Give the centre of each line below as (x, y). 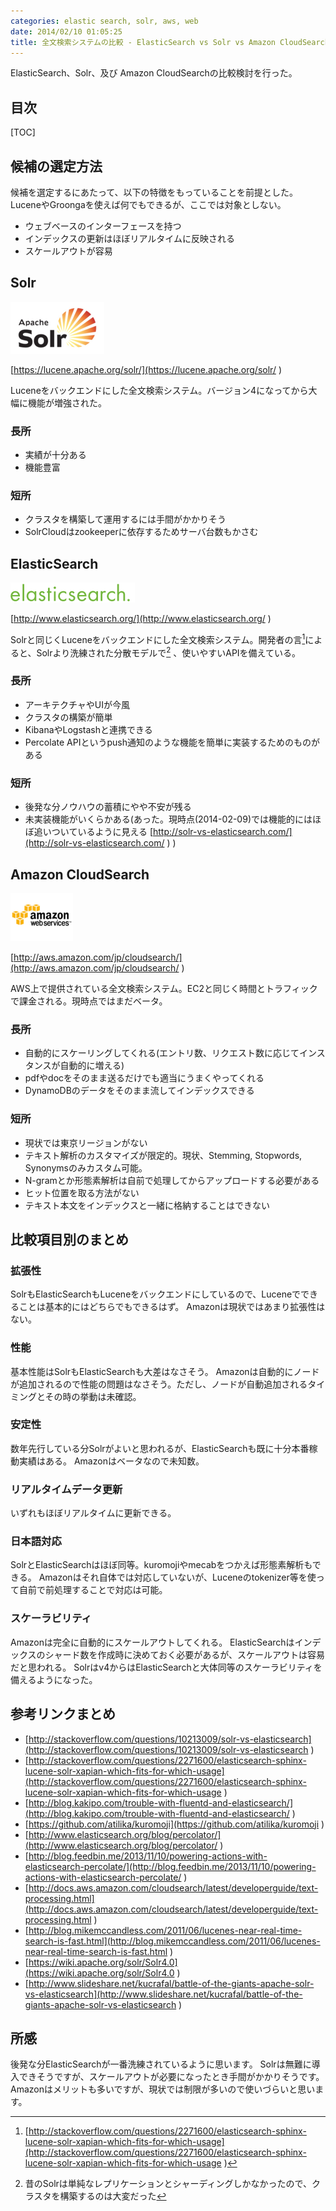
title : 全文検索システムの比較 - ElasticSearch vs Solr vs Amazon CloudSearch (170, 42)
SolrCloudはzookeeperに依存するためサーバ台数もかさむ (141, 532)
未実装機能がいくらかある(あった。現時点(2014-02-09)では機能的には (168, 819)
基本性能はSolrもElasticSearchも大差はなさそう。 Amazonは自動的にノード (165, 1371)
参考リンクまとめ (63, 1714)
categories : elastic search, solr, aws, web (104, 21)
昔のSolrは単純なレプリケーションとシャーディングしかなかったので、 (168, 2184)
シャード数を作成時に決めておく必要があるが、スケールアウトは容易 (184, 1654)
